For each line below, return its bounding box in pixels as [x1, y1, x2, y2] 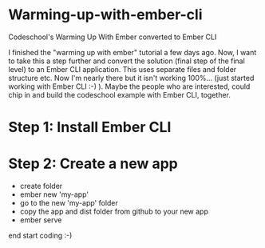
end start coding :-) [8, 230, 73, 241]
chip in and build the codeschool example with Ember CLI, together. [8, 90, 231, 99]
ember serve [19, 215, 62, 225]
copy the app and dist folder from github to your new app [19, 206, 209, 217]
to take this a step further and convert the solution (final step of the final [8, 56, 245, 66]
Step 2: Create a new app [8, 154, 178, 173]
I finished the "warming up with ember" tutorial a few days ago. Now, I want [8, 47, 257, 57]
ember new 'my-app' [19, 190, 89, 199]
